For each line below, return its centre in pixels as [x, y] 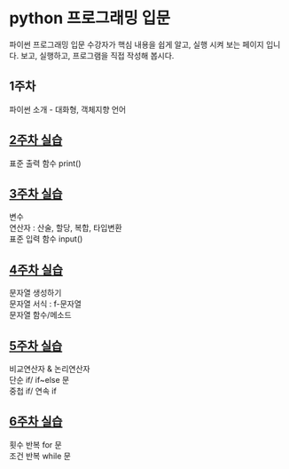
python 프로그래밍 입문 [90, 18]
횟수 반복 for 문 [35, 444]
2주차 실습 [36, 140]
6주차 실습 [36, 421]
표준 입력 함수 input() [46, 239]
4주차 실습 [36, 270]
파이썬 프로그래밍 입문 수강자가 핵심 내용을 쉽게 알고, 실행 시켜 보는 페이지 [137, 44]
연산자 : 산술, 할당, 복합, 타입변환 [66, 228]
